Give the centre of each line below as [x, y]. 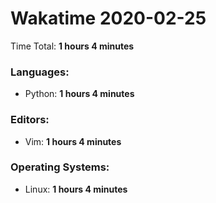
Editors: [30, 120]
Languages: [40, 72]
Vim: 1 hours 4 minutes [73, 141]
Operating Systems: [60, 167]
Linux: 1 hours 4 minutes [76, 189]
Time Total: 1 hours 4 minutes [72, 46]
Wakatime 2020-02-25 [108, 18]
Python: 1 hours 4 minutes [79, 94]
